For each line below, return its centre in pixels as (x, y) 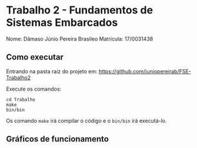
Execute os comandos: (34, 89)
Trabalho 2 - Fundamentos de (80, 10)
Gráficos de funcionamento (57, 139)
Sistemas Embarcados (62, 23)
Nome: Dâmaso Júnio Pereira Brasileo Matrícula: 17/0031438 (80, 39)
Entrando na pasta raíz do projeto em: (52, 71)
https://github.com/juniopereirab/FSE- (145, 71)
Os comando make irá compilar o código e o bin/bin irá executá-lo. (86, 121)
